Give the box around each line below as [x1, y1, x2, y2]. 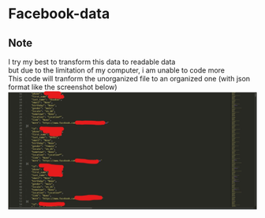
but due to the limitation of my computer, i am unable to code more [8, 66, 225, 75]
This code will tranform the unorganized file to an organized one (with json [8, 74, 251, 83]
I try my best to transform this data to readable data [8, 57, 176, 66]
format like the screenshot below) [8, 82, 118, 92]
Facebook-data [8, 5, 110, 23]
